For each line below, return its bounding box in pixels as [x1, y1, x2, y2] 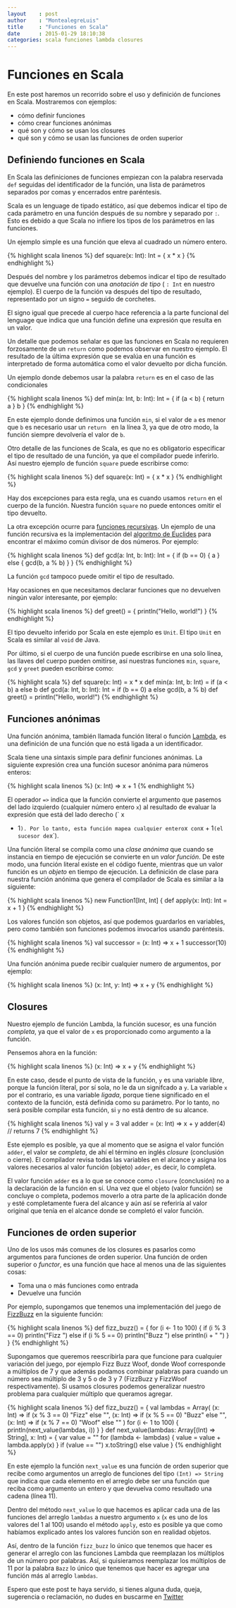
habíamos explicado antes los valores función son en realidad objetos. [7, 1528, 211, 1536]
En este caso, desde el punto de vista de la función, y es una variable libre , [7, 1076, 224, 1084]
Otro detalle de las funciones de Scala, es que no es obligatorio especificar [7, 444, 225, 452]
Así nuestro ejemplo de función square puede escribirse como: [7, 459, 189, 467]
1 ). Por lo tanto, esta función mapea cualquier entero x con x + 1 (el [17, 823, 224, 832]
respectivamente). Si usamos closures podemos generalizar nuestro [7, 1382, 206, 1391]
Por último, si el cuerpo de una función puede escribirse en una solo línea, [7, 649, 223, 657]
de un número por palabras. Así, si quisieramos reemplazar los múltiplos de [7, 1557, 226, 1565]
